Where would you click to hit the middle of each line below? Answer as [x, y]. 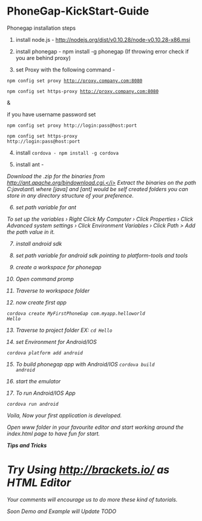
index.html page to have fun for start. [54, 433]
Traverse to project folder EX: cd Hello [64, 330]
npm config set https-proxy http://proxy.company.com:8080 [83, 91]
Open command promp [45, 279]
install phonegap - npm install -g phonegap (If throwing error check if [102, 51]
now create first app [41, 302]
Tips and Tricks [27, 445]
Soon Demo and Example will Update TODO [62, 511]
